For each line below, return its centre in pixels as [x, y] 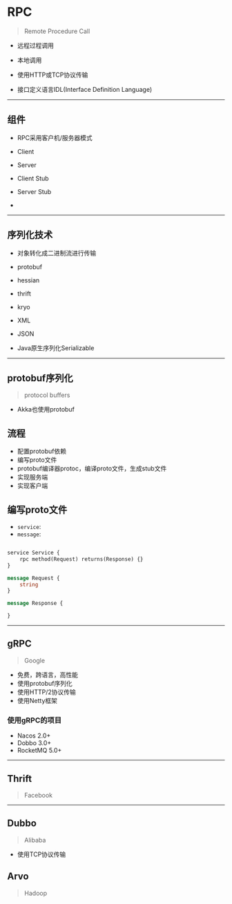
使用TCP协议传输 [41, 854]
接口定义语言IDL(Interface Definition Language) [85, 89]
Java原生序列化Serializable [56, 348]
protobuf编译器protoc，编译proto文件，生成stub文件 [92, 469]
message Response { [35, 604]
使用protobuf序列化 [45, 683]
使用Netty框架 [37, 700]
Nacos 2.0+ [34, 735]
